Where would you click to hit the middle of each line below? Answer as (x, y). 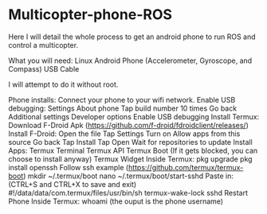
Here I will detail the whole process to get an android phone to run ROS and (132, 37)
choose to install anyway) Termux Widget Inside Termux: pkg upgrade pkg (130, 159)
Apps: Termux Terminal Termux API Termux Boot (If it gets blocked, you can (133, 150)
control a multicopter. (43, 45)
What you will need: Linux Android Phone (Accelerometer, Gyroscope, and (130, 60)
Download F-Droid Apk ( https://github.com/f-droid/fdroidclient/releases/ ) (128, 125)
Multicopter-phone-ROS (90, 15)
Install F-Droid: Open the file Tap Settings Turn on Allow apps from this (124, 134)
